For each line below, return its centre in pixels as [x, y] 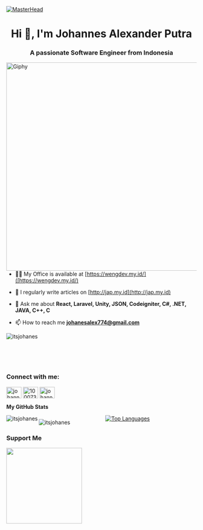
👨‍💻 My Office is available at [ [51, 274]
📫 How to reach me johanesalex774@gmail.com [77, 323]
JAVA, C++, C [32, 310]
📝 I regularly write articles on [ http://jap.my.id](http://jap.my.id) [93, 292]
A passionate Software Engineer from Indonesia [101, 53]
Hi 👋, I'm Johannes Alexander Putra [101, 34]
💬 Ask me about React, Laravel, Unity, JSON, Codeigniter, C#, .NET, [101, 304]
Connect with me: [33, 377]
